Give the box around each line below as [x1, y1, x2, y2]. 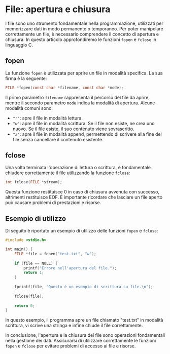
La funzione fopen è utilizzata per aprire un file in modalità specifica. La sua [5, 70, 163, 76]
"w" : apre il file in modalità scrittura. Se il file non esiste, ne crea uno [12, 120, 155, 126]
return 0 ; [14, 303, 36, 308]
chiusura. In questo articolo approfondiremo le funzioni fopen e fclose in [5, 36, 156, 43]
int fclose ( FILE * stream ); [5, 180, 62, 185]
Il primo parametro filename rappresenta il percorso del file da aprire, [5, 94, 150, 100]
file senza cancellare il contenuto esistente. [12, 136, 104, 142]
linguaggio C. [5, 42, 33, 48]
